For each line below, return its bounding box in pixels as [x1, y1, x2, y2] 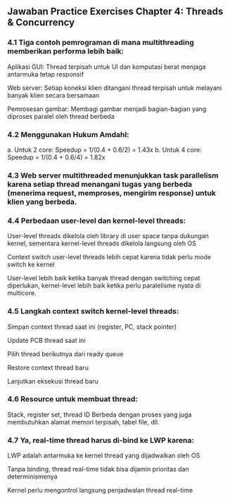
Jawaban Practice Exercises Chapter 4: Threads [7, 6, 224, 18]
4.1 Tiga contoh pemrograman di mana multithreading [7, 38, 195, 48]
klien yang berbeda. [7, 197, 77, 207]
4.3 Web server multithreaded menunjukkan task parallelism [7, 170, 219, 180]
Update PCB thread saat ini [7, 336, 86, 344]
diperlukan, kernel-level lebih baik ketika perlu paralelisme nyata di [7, 281, 201, 290]
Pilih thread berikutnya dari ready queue [7, 349, 124, 358]
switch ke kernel [7, 260, 55, 269]
